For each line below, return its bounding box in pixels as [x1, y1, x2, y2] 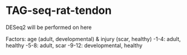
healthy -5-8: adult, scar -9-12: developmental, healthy [5, 42, 143, 49]
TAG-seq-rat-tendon [5, 4, 112, 18]
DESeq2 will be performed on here [5, 24, 92, 31]
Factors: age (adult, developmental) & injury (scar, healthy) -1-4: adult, [5, 35, 181, 42]
